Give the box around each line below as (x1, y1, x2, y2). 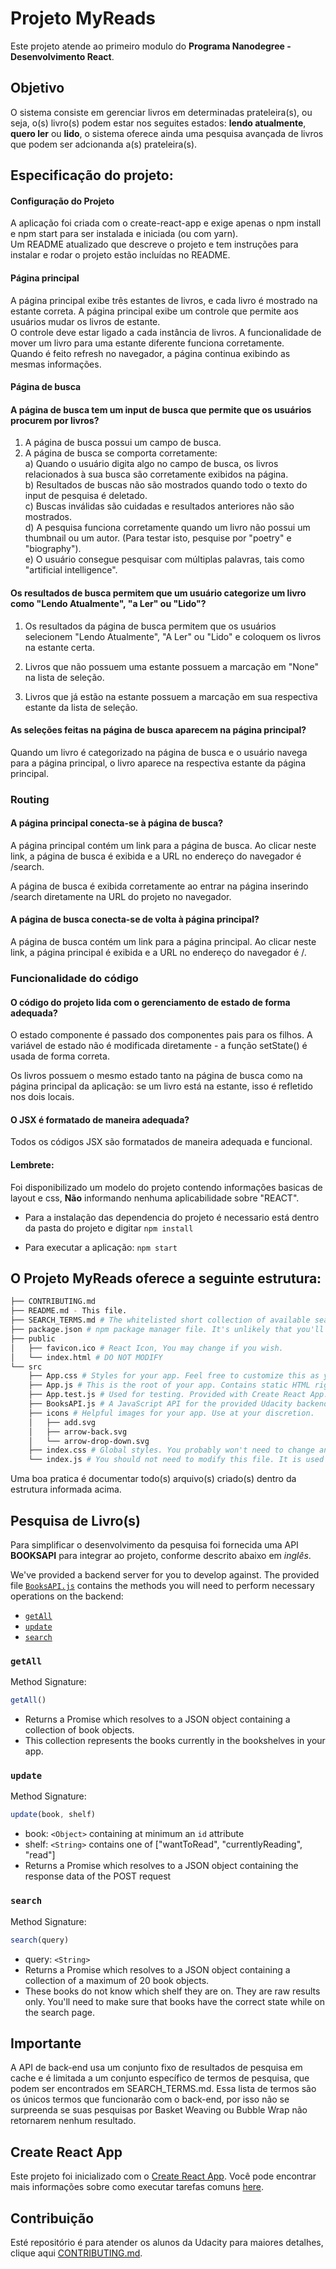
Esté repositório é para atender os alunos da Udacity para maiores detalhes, (10, 2236, 324, 2248)
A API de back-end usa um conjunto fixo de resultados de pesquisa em (10, 2062, 303, 2074)
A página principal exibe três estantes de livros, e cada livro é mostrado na (10, 294, 318, 306)
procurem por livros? (10, 414, 100, 426)
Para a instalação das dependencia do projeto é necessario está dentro (24, 1211, 320, 1223)
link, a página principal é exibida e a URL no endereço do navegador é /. (10, 947, 307, 959)
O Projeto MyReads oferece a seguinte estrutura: (10, 1270, 322, 1287)
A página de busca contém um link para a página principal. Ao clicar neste (10, 936, 317, 948)
